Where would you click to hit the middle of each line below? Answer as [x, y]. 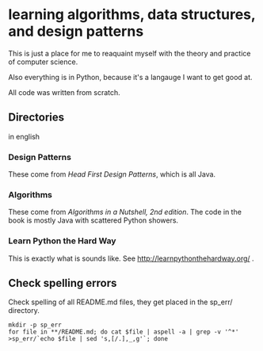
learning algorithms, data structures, [132, 15]
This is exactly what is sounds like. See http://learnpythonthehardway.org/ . [131, 258]
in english [24, 136]
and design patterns [76, 31]
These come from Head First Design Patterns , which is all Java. [112, 174]
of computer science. [43, 62]
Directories [36, 118]
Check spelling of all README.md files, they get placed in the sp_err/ [120, 302]
